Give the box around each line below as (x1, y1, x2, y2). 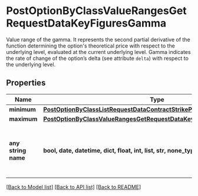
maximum (9, 114, 38, 123)
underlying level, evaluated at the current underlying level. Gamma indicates (6, 48, 191, 55)
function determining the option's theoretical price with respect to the (6, 42, 175, 49)
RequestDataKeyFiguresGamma (6, 16, 167, 30)
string (9, 146, 27, 154)
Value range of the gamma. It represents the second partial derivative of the (6, 36, 190, 43)
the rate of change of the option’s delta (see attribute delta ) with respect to (6, 55, 189, 62)
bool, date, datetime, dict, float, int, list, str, (43, 146, 166, 154)
